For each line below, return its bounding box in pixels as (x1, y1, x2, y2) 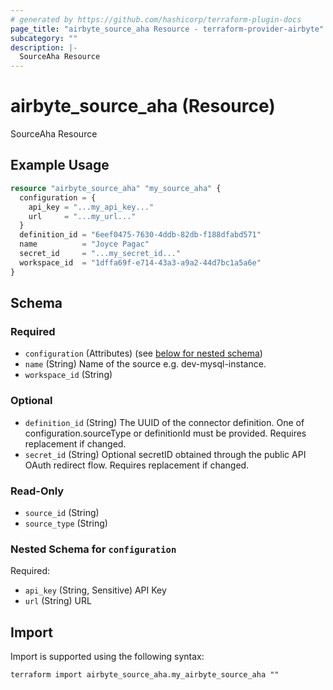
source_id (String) (24, 506, 100, 518)
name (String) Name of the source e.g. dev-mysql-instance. (24, 358, 267, 370)
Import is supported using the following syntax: (10, 651, 205, 663)
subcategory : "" (10, 33, 78, 43)
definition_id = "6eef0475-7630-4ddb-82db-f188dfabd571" (19, 230, 262, 240)
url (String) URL (24, 595, 92, 607)
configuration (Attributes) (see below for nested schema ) (24, 347, 263, 360)
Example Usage (10, 157, 110, 174)
